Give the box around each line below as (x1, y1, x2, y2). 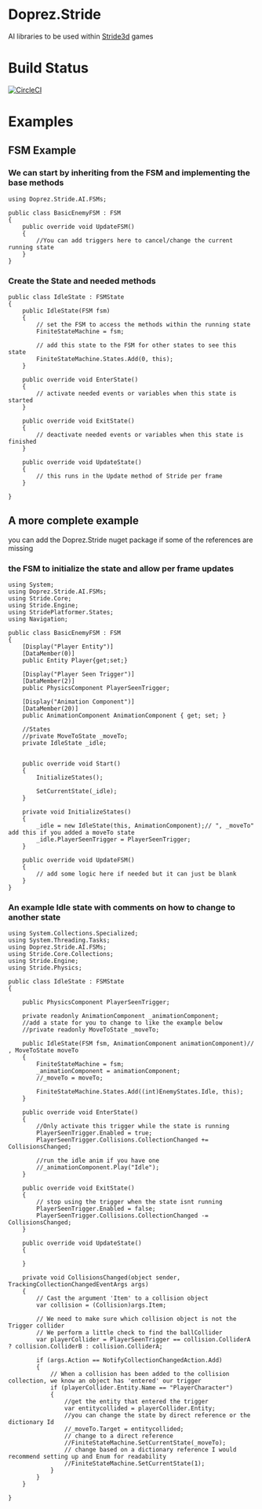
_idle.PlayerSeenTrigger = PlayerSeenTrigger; (36, 836, 191, 843)
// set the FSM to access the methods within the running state (36, 321, 251, 329)
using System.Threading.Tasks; (8, 936, 111, 945)
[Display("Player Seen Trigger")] (22, 670, 135, 678)
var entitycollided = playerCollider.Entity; (64, 1404, 216, 1413)
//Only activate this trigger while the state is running (36, 1123, 230, 1131)
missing (8, 543, 34, 552)
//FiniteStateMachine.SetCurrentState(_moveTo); (64, 1439, 226, 1447)
